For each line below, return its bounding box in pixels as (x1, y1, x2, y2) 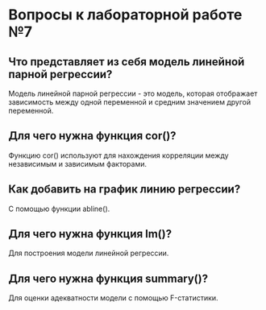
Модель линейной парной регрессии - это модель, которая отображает (8, 89, 258, 98)
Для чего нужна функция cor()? (8, 129, 177, 143)
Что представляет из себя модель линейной (8, 55, 245, 68)
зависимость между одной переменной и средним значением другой (8, 97, 251, 106)
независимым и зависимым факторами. (8, 159, 148, 168)
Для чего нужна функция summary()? (8, 271, 208, 285)
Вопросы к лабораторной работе (8, 6, 243, 24)
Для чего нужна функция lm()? (8, 227, 172, 241)
